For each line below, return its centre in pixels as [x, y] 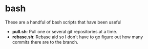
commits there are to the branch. [45, 42]
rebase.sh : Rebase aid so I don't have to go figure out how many [77, 37]
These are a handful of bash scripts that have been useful [63, 22]
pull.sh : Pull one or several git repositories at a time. [65, 31]
